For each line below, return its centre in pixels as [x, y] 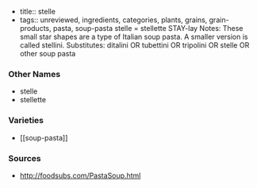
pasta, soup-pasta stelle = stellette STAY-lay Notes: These [148, 28]
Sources [25, 158]
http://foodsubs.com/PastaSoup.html [80, 175]
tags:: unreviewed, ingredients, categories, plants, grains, [113, 20]
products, [35, 28]
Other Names [35, 74]
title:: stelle [37, 12]
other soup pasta [48, 54]
